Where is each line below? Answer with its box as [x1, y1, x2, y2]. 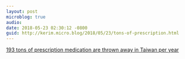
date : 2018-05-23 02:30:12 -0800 [6, 25, 88, 31]
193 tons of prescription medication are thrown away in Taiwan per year [6, 46, 179, 53]
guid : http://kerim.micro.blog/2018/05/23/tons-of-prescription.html [6, 30, 180, 36]
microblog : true [6, 14, 46, 20]
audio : [6, 19, 22, 25]
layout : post [6, 8, 38, 15]
